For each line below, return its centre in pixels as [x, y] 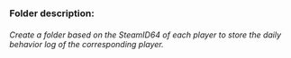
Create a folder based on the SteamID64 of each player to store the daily [145, 35]
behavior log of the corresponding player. [86, 44]
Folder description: [52, 13]
